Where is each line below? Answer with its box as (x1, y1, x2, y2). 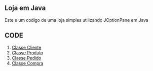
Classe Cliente (11, 44, 41, 50)
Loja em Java (4, 4, 46, 12)
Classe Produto (11, 49, 43, 56)
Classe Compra (11, 60, 43, 66)
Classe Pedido (11, 55, 41, 61)
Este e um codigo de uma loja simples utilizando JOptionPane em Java (4, 17, 149, 23)
